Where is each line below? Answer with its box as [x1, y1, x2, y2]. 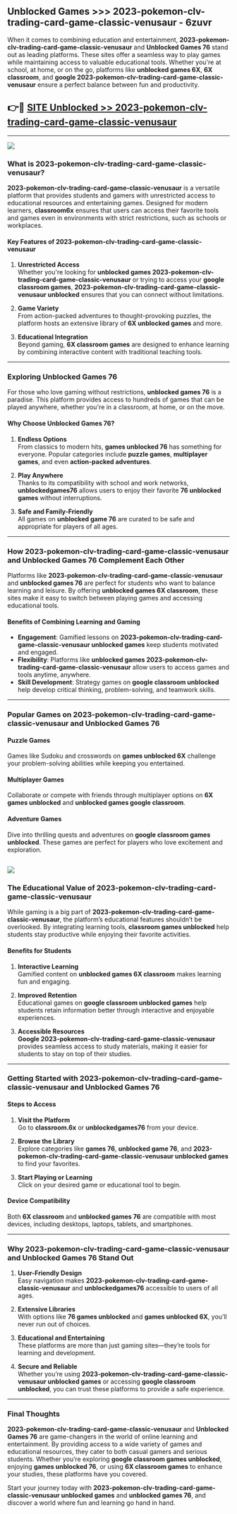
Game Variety [17, 304, 59, 313]
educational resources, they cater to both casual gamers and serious [7, 1448, 207, 1456]
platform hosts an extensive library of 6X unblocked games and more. [17, 319, 223, 327]
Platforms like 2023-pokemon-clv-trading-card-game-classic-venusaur [7, 571, 224, 579]
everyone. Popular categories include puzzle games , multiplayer [17, 449, 208, 458]
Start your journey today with [7, 1484, 92, 1492]
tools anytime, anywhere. [17, 670, 92, 679]
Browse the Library [17, 1137, 75, 1145]
